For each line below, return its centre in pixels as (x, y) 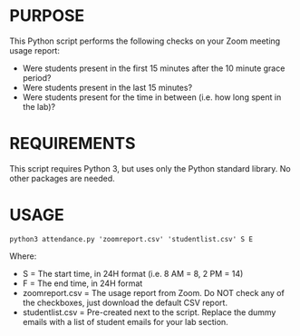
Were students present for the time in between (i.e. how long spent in (152, 97)
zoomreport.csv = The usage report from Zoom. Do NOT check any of (154, 292)
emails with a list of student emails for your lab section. (125, 321)
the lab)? (39, 106)
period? (37, 77)
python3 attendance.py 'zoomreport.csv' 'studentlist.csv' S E (131, 239)
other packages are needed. (62, 178)
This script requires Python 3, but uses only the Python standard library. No (150, 168)
